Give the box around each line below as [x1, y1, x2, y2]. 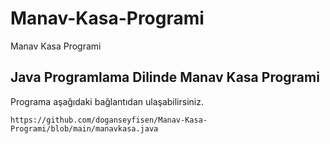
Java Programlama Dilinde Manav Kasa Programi [10, 69, 320, 86]
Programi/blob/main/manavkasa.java [10, 123, 159, 134]
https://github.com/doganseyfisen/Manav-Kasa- [10, 115, 208, 125]
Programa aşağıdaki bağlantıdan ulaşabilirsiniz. [10, 95, 204, 107]
